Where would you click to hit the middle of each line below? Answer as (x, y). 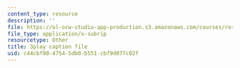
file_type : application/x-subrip (57, 34)
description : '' (31, 21)
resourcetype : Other (38, 40)
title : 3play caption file (47, 47)
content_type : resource (43, 14)
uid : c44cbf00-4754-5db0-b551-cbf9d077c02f (73, 54)
